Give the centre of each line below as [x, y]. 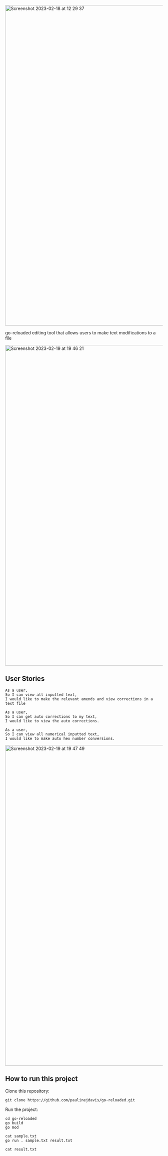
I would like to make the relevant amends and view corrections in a [79, 699]
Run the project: [22, 1109]
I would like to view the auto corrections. [52, 721]
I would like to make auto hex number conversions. [60, 738]
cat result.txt [21, 1149]
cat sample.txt [21, 1136]
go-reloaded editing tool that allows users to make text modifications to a [80, 333]
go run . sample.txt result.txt [39, 1140]
